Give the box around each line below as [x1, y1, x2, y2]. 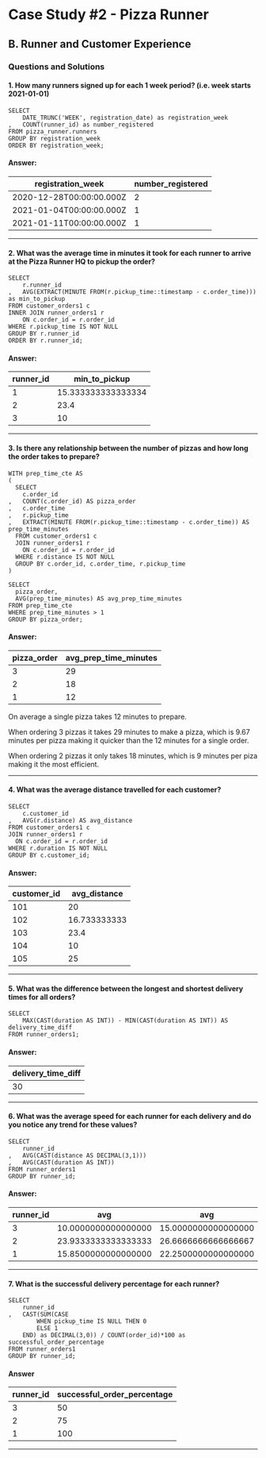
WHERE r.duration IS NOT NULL [8, 844, 108, 852]
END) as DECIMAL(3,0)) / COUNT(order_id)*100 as [22, 1332, 186, 1340]
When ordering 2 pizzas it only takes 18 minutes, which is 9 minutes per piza [8, 750, 258, 760]
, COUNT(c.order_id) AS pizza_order [8, 497, 136, 505]
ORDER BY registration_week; [8, 141, 104, 149]
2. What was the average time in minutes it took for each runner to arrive [8, 248, 252, 257]
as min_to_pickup [8, 295, 66, 303]
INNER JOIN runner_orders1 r [8, 309, 104, 317]
